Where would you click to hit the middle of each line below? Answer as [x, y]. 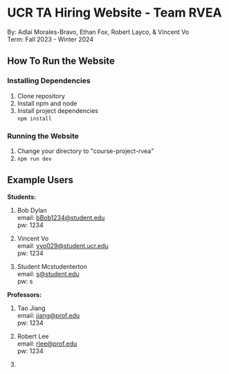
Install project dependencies [58, 110]
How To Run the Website [61, 61]
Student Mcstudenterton [52, 266]
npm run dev [34, 159]
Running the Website [43, 136]
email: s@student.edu [48, 274]
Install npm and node [47, 103]
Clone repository [41, 96]
